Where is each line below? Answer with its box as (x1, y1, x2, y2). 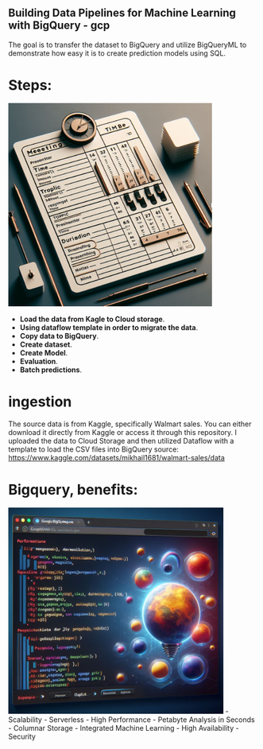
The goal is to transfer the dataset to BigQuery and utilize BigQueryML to (8, 40, 247, 49)
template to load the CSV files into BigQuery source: (8, 444, 179, 454)
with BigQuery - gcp (8, 19, 110, 33)
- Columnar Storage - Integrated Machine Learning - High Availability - (8, 723, 240, 732)
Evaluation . (19, 356, 58, 366)
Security (8, 732, 36, 741)
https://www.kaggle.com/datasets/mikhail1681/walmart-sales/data (8, 452, 225, 462)
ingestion (8, 393, 72, 410)
